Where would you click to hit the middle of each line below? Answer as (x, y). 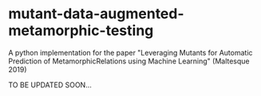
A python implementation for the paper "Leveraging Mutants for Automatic (130, 52)
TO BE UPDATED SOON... (50, 85)
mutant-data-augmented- (97, 14)
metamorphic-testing (81, 31)
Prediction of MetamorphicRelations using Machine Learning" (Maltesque (129, 61)
